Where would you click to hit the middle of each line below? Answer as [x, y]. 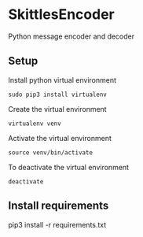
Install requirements [59, 206]
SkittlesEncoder [62, 15]
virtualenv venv [35, 124]
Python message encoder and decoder [71, 36]
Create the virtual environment [58, 109]
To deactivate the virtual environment [69, 167]
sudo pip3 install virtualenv [58, 94]
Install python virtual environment [62, 80]
